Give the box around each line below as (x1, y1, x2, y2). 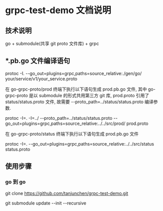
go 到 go (5, 178, 26, 185)
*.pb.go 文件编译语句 (5, 56, 70, 65)
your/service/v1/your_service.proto (5, 76, 78, 82)
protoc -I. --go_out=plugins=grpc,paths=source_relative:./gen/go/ (5, 70, 142, 76)
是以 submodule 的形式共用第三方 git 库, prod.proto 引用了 (29, 92, 149, 98)
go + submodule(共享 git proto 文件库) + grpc (5, 41, 99, 46)
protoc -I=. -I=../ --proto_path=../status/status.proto (5, 115, 113, 121)
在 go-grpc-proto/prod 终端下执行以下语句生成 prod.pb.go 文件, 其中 (5, 86, 147, 92)
